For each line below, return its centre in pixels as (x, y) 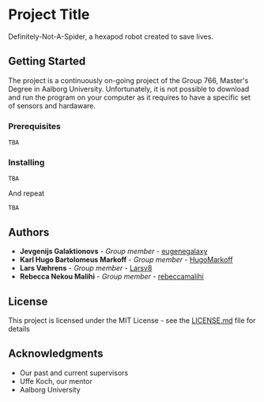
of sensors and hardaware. (52, 105)
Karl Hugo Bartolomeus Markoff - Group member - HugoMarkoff (126, 260)
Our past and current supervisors (74, 373)
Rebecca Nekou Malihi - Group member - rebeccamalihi (111, 277)
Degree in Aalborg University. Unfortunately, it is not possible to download (129, 89)
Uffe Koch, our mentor (56, 381)
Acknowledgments (56, 354)
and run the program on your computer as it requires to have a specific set (130, 97)
